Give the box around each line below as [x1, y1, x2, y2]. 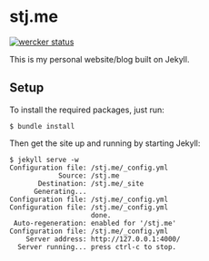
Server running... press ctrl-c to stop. [17, 242, 177, 251]
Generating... [33, 187, 88, 196]
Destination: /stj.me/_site [37, 179, 144, 188]
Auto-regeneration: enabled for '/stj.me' [13, 218, 177, 227]
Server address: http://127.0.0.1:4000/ [25, 234, 181, 244]
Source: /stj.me [57, 170, 120, 180]
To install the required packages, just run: [9, 104, 165, 115]
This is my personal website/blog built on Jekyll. [9, 53, 190, 64]
